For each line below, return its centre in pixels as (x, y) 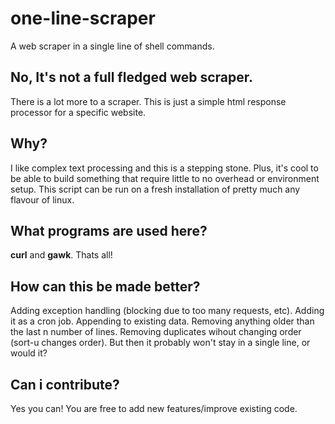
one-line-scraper (83, 18)
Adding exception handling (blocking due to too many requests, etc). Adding (167, 311)
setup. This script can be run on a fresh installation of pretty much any (155, 189)
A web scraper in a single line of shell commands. (112, 46)
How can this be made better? (105, 286)
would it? (29, 353)
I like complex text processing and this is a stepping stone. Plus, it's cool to (164, 168)
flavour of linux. (42, 199)
